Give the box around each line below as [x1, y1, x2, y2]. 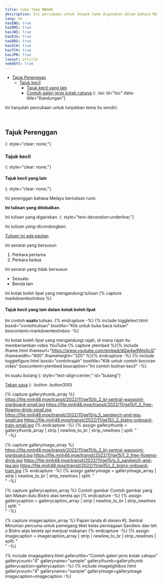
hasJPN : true [5, 52, 32, 57]
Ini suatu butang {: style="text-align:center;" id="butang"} [5, 372, 121, 378]
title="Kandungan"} [26, 95, 66, 101]
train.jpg [5, 467, 22, 473]
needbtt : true [5, 61, 34, 66]
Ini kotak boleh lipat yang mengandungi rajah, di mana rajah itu [5, 337, 130, 343]
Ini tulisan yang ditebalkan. [5, 205, 61, 211]
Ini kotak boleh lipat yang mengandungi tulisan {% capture [5, 290, 122, 296]
